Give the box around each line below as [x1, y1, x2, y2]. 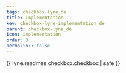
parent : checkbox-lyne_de [6, 26, 72, 32]
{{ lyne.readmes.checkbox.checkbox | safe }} [6, 59, 121, 67]
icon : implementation [6, 32, 61, 38]
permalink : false [6, 43, 51, 49]
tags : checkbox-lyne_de [6, 9, 67, 15]
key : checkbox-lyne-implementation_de [6, 20, 105, 26]
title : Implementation [6, 15, 64, 21]
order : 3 [6, 37, 29, 43]
